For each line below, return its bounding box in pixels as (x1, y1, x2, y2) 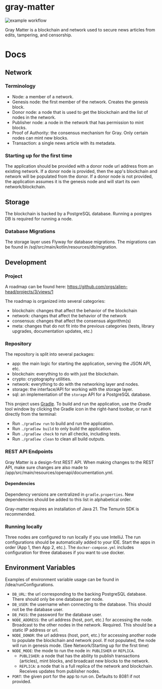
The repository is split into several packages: (5, 351, 95, 357)
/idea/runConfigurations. (5, 581, 54, 587)
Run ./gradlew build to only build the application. (12, 426, 112, 432)
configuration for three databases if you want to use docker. (5, 549, 125, 555)
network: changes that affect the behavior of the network (12, 313, 127, 318)
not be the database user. (12, 606, 64, 612)
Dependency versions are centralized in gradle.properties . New (5, 491, 134, 497)
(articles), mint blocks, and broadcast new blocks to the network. (19, 658, 149, 664)
